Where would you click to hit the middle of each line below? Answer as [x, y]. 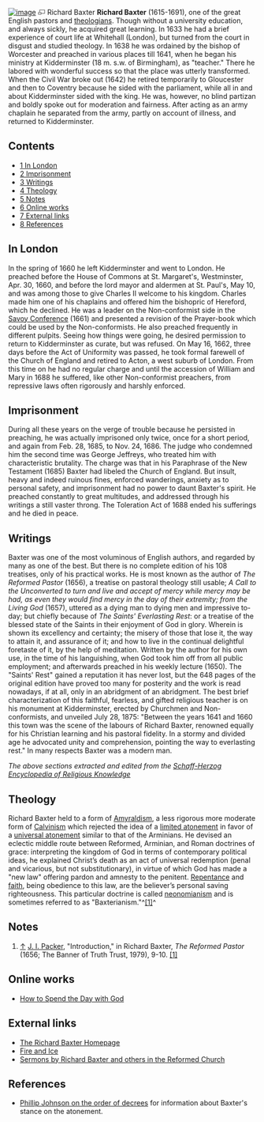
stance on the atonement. [61, 1112]
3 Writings [36, 182]
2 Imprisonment [45, 173]
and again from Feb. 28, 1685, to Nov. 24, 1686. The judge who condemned [130, 446]
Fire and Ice [39, 1051]
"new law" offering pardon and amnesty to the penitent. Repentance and [126, 877]
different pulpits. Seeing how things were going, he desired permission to [127, 335]
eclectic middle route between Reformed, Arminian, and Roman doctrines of [132, 844]
